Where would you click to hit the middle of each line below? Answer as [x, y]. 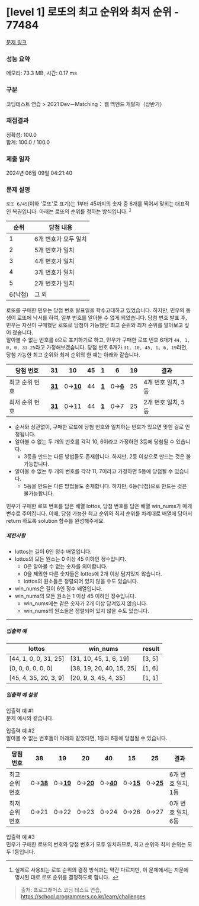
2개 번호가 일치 [54, 284]
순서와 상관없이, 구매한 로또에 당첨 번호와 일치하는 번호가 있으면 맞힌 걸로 [99, 427]
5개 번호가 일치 [54, 250]
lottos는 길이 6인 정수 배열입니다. [53, 552]
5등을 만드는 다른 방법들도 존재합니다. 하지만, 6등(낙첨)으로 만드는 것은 [105, 486]
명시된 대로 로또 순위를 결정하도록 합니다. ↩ [67, 877]
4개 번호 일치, [161, 383]
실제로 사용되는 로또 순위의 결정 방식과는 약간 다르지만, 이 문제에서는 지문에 [102, 870]
